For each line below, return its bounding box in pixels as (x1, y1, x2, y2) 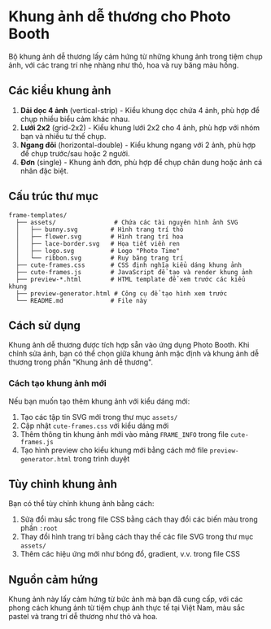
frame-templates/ (8, 211, 68, 219)
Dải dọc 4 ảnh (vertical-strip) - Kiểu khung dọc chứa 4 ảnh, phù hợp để (20, 105, 260, 115)
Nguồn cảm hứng (8, 573, 98, 587)
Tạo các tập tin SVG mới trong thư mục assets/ (20, 412, 178, 422)
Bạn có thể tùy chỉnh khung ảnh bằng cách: (8, 499, 155, 509)
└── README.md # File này (15, 296, 148, 304)
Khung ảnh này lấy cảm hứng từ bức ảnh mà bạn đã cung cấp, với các (8, 594, 243, 605)
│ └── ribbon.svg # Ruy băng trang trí (15, 254, 184, 262)
